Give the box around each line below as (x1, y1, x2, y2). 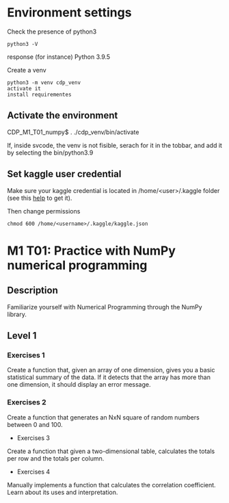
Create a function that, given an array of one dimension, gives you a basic (7, 366, 215, 374)
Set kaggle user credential (7, 168, 122, 180)
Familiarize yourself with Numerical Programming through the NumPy (7, 302, 203, 311)
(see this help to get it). (7, 194, 72, 202)
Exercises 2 (7, 398, 46, 407)
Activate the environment (7, 109, 118, 121)
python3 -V (7, 40, 38, 47)
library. (7, 310, 27, 318)
